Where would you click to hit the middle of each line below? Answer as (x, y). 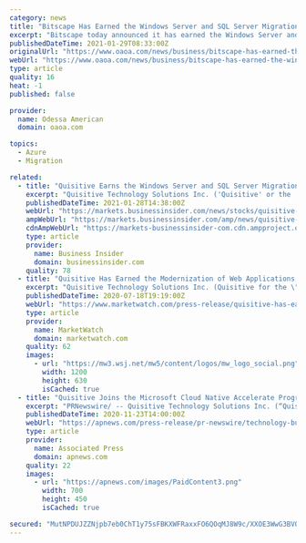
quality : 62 (48, 347)
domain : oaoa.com (51, 128)
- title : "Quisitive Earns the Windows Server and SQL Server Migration (158, 186)
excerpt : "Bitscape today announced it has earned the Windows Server (146, 35)
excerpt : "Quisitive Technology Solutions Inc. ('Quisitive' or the (158, 194)
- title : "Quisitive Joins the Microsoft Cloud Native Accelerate (146, 397)
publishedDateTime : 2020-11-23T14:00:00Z (105, 415)
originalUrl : (34, 52)
